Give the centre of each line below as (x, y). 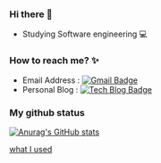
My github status (47, 112)
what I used (31, 149)
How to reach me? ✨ (55, 61)
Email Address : (51, 80)
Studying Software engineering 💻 (85, 34)
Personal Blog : (50, 89)
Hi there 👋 (31, 14)
